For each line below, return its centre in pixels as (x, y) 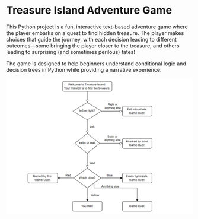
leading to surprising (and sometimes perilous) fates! (71, 52)
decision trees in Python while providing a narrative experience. (84, 69)
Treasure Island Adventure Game (89, 10)
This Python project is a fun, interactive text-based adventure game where (97, 27)
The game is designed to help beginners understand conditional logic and (96, 64)
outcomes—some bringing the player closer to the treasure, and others (93, 46)
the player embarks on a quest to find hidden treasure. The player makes (95, 33)
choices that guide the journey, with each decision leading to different (91, 39)
